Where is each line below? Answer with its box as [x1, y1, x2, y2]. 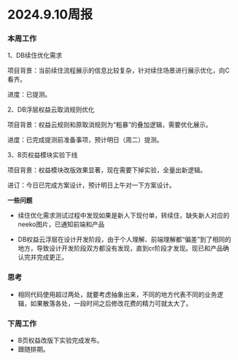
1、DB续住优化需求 [7, 51, 63, 60]
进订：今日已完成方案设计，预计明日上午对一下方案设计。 [7, 181, 175, 189]
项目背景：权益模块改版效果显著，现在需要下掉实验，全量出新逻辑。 [7, 166, 207, 174]
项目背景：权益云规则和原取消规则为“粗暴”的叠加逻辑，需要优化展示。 [7, 120, 212, 129]
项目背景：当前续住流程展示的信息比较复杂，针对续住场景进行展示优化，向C [7, 66, 230, 75]
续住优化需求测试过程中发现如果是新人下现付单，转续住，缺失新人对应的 [17, 211, 229, 220]
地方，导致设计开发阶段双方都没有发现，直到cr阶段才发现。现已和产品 [17, 244, 224, 253]
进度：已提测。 [7, 90, 51, 99]
